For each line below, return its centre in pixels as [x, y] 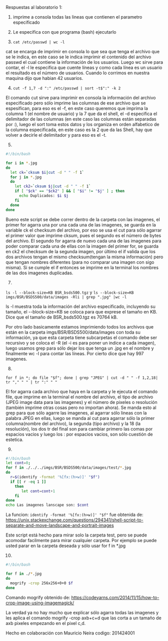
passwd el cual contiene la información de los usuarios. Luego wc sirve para [84, 62]
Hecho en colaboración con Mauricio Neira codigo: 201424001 [70, 633]
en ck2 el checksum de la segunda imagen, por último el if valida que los [80, 251]
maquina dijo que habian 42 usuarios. [44, 78]
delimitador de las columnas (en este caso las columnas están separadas [81, 119]
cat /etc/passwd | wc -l [39, 42]
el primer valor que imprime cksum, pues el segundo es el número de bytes [83, 235]
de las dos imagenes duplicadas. [39, 273]
